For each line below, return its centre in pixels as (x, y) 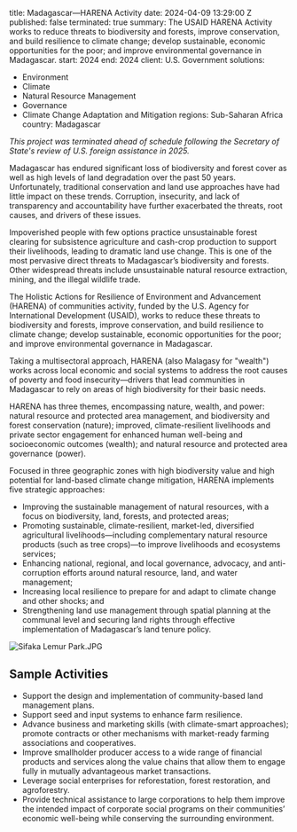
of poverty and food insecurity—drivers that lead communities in (127, 380)
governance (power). (48, 453)
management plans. (58, 705)
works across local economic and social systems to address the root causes (148, 370)
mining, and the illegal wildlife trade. (75, 279)
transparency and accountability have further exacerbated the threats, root (146, 206)
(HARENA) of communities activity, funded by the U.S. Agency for (129, 306)
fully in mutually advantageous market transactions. (117, 771)
